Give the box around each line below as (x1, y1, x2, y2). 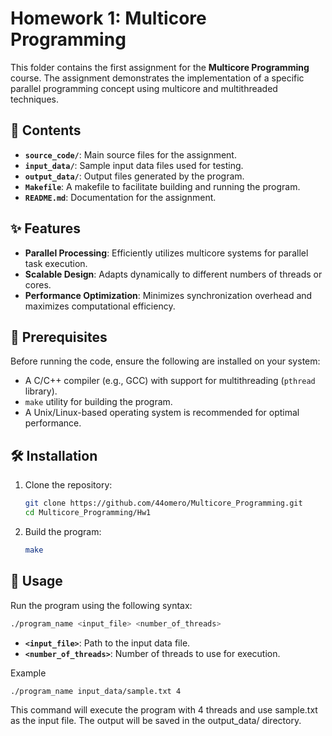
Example (10, 667, 47, 679)
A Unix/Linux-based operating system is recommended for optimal (24, 407, 300, 419)
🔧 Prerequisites (10, 328, 108, 346)
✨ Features (10, 220, 81, 237)
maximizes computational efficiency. (24, 300, 176, 312)
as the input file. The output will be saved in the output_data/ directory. (10, 715, 302, 727)
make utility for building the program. (24, 396, 173, 408)
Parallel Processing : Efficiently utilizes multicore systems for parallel (24, 247, 309, 259)
